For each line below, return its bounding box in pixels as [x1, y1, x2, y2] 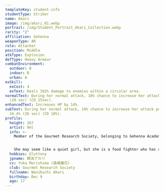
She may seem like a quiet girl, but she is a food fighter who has [14, 147, 156, 152]
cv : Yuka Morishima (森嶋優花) [9, 160, 70, 166]
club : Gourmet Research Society [9, 165, 76, 170]
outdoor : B [9, 66, 32, 71]
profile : [5, 115, 23, 121]
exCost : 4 [9, 84, 29, 89]
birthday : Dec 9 [9, 174, 42, 179]
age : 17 [9, 179, 25, 184]
